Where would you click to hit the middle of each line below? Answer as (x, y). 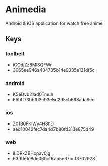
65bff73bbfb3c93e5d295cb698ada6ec (53, 99)
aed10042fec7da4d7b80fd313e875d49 (53, 129)
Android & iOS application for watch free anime (54, 23)
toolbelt (15, 54)
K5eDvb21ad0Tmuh (33, 94)
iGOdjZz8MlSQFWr (32, 65)
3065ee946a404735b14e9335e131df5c (53, 70)
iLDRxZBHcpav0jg (32, 153)
